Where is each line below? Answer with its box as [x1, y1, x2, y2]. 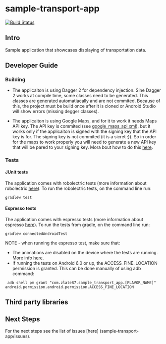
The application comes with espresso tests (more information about [5, 216, 144, 222]
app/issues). [5, 333, 31, 339]
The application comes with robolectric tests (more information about [5, 180, 147, 186]
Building [5, 76, 26, 83]
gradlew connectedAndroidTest [5, 231, 68, 236]
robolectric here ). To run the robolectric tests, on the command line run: [5, 185, 152, 191]
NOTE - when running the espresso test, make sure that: [5, 240, 120, 246]
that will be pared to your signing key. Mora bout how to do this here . [12, 144, 153, 150]
